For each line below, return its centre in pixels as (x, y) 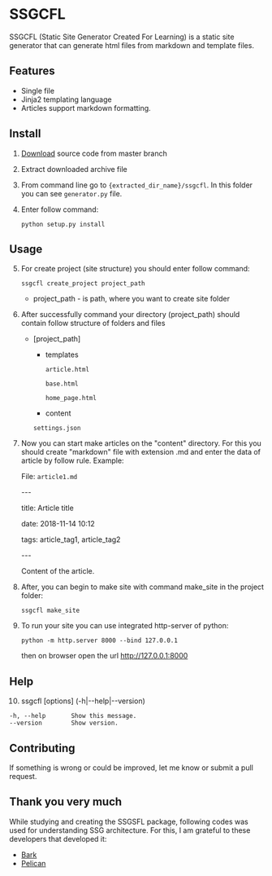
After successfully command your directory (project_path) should (130, 315)
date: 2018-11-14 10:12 (58, 524)
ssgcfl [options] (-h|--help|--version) (83, 701)
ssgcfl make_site (50, 611)
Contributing (42, 748)
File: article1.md (49, 477)
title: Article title (47, 508)
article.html (67, 370)
